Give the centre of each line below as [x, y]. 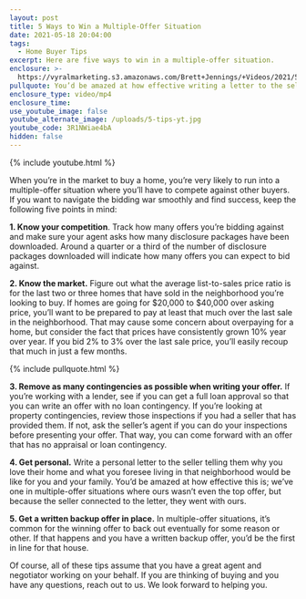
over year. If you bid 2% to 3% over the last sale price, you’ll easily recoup [149, 341]
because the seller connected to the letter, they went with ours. [128, 501]
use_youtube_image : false [58, 111]
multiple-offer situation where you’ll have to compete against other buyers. [149, 190]
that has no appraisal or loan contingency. [88, 444]
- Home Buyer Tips [53, 52]
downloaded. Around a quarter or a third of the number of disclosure [138, 246]
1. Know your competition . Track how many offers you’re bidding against [147, 227]
